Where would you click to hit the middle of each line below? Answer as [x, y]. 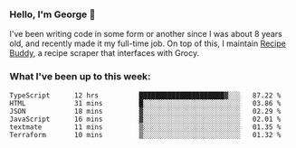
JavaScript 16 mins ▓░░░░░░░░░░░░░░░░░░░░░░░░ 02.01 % [145, 119]
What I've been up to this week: [80, 77]
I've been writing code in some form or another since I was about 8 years [146, 34]
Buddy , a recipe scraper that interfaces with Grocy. [105, 53]
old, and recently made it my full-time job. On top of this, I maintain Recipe [148, 43]
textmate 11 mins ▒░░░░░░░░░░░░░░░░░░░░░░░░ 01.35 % [145, 127]
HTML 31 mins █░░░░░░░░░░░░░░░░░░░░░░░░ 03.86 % [145, 103]
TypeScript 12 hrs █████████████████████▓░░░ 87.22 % [145, 95]
